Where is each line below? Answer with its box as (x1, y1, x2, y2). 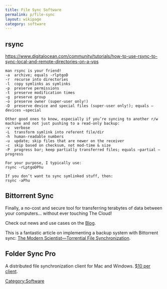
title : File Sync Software (5, 7, 62, 13)
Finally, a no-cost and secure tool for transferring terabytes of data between (5, 205, 162, 211)
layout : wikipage (5, 17, 42, 22)
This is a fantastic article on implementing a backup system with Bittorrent (5, 229, 158, 236)
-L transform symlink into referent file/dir (5, 130, 104, 135)
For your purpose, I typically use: (5, 161, 82, 166)
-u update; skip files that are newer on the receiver (5, 138, 124, 143)
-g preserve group (5, 95, 46, 100)
